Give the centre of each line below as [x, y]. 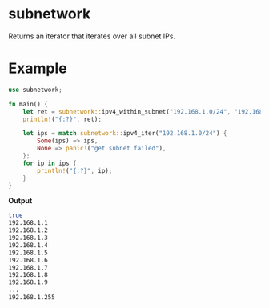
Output [20, 201]
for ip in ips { [50, 163]
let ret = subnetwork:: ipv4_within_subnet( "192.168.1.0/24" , [126, 112]
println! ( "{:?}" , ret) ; [62, 119]
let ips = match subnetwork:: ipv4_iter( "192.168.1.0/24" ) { [125, 134]
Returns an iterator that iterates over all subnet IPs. [92, 36]
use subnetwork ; [35, 90]
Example [38, 68]
